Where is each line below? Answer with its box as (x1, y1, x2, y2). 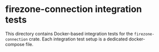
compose (5, 41, 25, 47)
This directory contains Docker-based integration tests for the (5, 30, 133, 36)
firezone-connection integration (5, 3, 142, 15)
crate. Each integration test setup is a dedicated (29, 36, 128, 42)
